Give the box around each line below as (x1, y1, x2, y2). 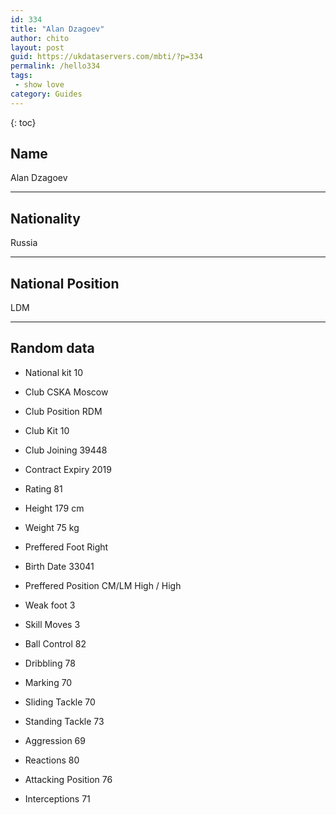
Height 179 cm (24, 502, 85, 514)
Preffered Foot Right (24, 541, 109, 553)
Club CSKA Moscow (24, 386, 109, 398)
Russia (10, 237, 38, 249)
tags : (10, 71, 33, 81)
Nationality (10, 210, 81, 227)
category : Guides (10, 89, 83, 99)
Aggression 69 (24, 734, 86, 746)
